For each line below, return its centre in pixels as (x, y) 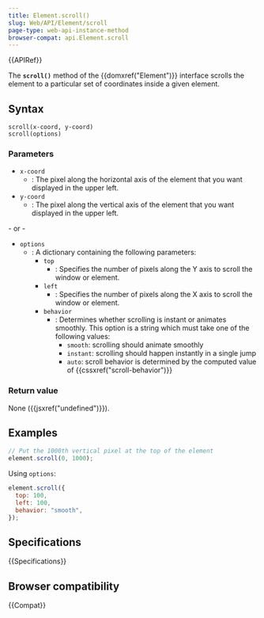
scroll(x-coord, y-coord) (51, 128)
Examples (33, 433)
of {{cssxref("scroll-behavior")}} (119, 370)
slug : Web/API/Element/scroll (58, 23)
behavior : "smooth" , (49, 510)
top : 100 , (31, 496)
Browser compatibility (64, 586)
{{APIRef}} (25, 60)
